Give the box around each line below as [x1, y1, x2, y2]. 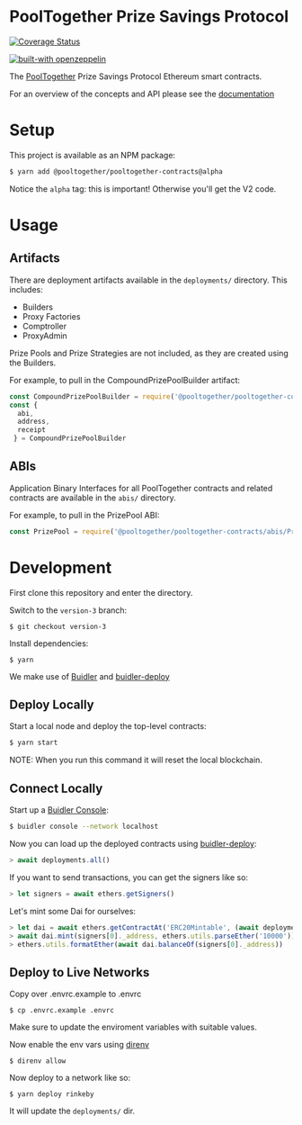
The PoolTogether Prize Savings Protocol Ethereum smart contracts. [9, 70, 262, 82]
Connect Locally [9, 780, 103, 796]
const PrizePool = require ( [9, 526, 115, 536]
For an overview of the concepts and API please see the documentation [9, 88, 275, 99]
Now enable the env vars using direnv [9, 1039, 150, 1050]
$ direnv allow [9, 1057, 67, 1066]
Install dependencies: [9, 637, 89, 649]
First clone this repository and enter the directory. [9, 587, 193, 598]
